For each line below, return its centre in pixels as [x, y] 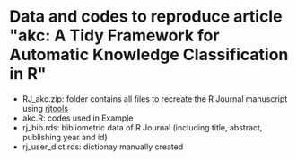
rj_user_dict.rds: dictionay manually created [103, 147]
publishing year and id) [65, 137]
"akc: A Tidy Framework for [114, 36]
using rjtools [45, 108]
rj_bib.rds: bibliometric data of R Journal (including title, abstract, [142, 127]
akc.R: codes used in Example [78, 118]
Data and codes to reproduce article [146, 17]
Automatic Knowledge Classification [149, 55]
